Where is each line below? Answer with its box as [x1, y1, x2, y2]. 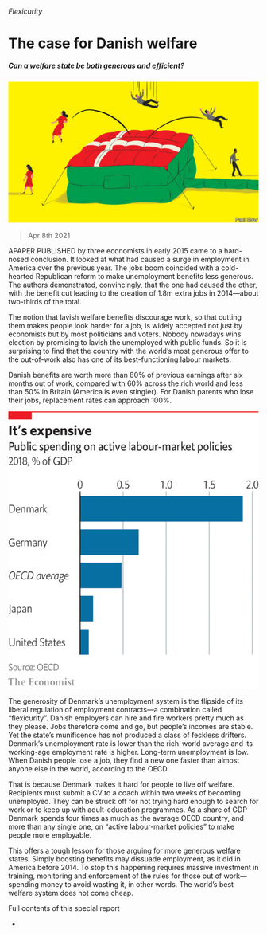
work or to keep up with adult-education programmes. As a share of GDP [8, 805, 248, 814]
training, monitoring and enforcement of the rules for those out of [8, 871, 222, 881]
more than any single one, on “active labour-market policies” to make [8, 822, 235, 831]
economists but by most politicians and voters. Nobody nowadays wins [8, 329, 242, 339]
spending [8, 879, 40, 889]
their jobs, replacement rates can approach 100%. [8, 395, 172, 406]
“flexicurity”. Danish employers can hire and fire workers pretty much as [8, 713, 244, 723]
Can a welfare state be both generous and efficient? [8, 61, 185, 71]
